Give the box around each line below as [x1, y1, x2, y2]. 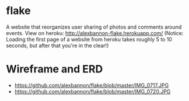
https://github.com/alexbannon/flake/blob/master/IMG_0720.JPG [14, 88, 171, 95]
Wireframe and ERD [6, 62, 103, 76]
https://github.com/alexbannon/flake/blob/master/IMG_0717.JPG [14, 82, 169, 89]
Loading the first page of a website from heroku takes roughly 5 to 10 [6, 36, 172, 43]
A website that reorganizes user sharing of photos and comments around [6, 23, 182, 30]
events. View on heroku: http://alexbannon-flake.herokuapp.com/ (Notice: [6, 29, 184, 36]
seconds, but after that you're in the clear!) [6, 42, 109, 49]
